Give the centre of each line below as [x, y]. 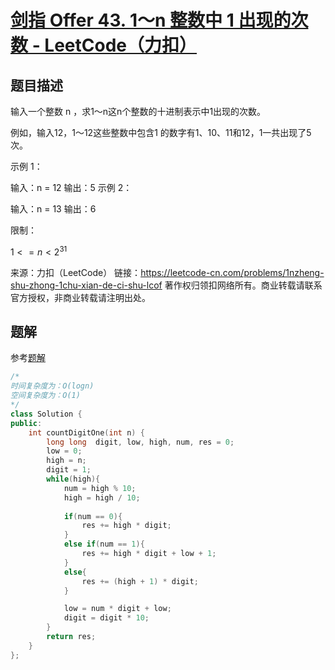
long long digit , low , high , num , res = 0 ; [140, 442]
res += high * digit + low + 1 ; [149, 554]
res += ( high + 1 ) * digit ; [140, 581]
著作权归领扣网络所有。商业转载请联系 [243, 285]
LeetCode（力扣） [121, 45]
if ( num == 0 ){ [93, 516]
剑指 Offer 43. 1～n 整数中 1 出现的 [151, 20]
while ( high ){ [73, 479]
